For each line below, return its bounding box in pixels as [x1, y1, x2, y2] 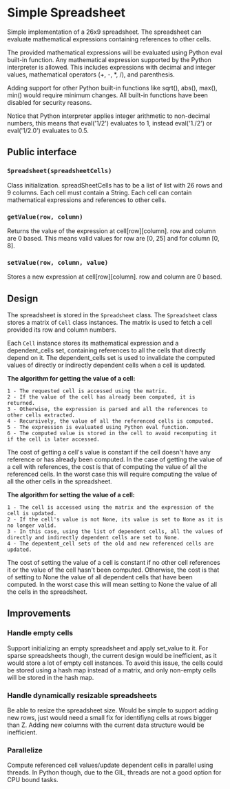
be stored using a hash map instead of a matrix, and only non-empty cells [7, 666, 217, 674]
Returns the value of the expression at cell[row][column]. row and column [7, 226, 216, 235]
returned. [7, 400, 36, 407]
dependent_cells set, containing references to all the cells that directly [7, 346, 207, 354]
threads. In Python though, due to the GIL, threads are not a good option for [7, 768, 222, 777]
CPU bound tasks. [7, 776, 59, 784]
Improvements [7, 608, 71, 619]
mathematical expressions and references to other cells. [7, 195, 167, 204]
